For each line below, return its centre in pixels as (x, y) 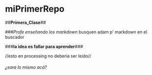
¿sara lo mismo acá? (26, 67)
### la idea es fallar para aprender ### (44, 46)
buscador (15, 37)
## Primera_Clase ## (26, 22)
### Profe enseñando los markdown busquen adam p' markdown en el (76, 32)
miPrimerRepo (35, 9)
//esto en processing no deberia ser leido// (48, 56)
